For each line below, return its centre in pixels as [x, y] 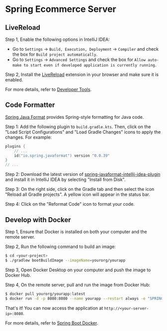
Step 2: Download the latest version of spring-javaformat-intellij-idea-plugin [83, 174]
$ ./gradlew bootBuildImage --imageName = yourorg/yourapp [65, 260]
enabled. [14, 80]
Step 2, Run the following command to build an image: [60, 247]
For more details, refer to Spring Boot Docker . [52, 323]
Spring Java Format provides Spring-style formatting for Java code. [75, 117]
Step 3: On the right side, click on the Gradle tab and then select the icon [80, 189]
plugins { [15, 146]
